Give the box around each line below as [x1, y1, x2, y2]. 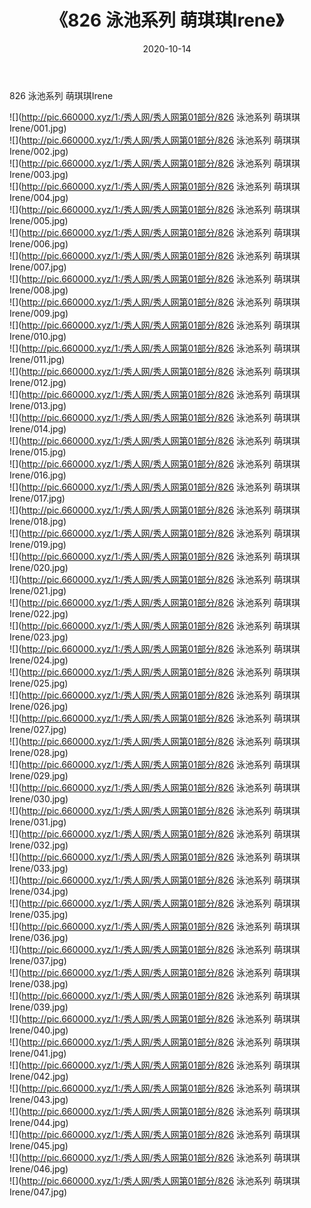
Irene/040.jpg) [9, 1024, 69, 1036]
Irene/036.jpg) [9, 931, 69, 943]
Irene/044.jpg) [9, 1116, 69, 1128]
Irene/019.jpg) [9, 538, 67, 550]
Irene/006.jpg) [9, 237, 69, 250]
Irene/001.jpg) [9, 122, 67, 134]
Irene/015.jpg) [9, 446, 67, 458]
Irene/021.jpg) [9, 584, 67, 596]
